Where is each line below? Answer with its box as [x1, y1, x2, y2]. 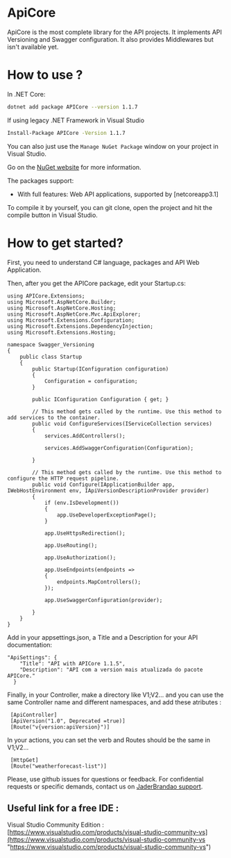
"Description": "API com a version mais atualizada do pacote [19, 666, 203, 673]
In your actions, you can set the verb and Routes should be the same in [7, 736, 210, 744]
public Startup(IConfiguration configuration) [32, 365, 169, 373]
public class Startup [19, 353, 82, 360]
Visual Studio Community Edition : [7, 820, 104, 829]
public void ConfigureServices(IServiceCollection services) [32, 420, 213, 427]
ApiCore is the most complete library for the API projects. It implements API [7, 28, 222, 36]
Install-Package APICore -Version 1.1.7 [7, 129, 126, 136]
